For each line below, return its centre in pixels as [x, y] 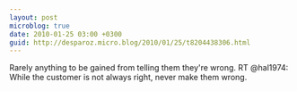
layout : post [34, 17]
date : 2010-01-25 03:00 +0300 [66, 34]
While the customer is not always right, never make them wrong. [128, 78]
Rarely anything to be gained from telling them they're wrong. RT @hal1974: [149, 68]
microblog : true [39, 26]
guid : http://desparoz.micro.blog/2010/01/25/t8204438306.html [130, 42]
